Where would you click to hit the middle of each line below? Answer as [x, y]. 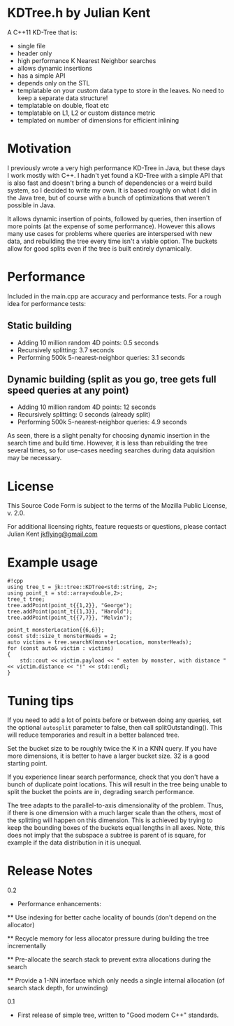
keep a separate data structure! [63, 98]
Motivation [39, 149]
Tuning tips [41, 701]
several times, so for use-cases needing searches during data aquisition [111, 450]
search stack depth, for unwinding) [58, 988]
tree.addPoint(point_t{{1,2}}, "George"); [70, 606]
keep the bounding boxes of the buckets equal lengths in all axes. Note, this [116, 828]
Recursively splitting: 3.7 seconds [66, 350]
